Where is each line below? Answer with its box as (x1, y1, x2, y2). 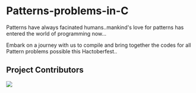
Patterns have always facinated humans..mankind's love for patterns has (6, 24, 184, 31)
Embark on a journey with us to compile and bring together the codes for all (6, 41, 191, 49)
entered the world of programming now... (6, 30, 107, 37)
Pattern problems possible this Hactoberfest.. (6, 47, 118, 54)
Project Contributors (6, 65, 84, 75)
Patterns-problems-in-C (6, 4, 129, 18)
